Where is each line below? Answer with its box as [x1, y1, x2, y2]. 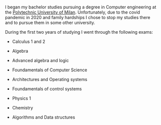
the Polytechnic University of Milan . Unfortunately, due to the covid [5, 9, 141, 15]
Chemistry [12, 105, 33, 110]
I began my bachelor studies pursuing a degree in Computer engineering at [5, 4, 157, 10]
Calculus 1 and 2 [12, 39, 45, 44]
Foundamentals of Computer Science [12, 67, 87, 73]
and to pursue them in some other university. [5, 20, 95, 25]
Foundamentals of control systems [12, 86, 82, 92]
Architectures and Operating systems [12, 77, 88, 82]
